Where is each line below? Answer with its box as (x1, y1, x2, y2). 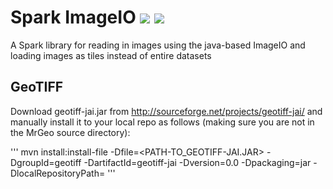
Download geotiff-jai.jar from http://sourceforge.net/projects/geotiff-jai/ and (10, 105, 323, 117)
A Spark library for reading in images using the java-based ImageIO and (10, 39, 306, 51)
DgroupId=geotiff (10, 156, 82, 168)
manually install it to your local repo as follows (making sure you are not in (10, 116, 315, 128)
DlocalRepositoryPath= (10, 167, 106, 179)
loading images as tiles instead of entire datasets (10, 49, 212, 61)
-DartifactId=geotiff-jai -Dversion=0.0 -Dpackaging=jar (83, 156, 312, 168)
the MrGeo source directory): (10, 126, 131, 138)
